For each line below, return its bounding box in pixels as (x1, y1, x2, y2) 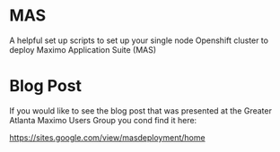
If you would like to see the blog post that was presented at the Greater (9, 105, 272, 116)
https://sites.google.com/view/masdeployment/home (9, 131, 206, 143)
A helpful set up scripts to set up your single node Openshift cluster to (9, 35, 269, 46)
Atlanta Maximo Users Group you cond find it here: (9, 114, 197, 125)
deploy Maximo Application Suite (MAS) (9, 44, 157, 55)
